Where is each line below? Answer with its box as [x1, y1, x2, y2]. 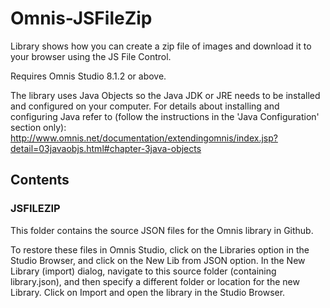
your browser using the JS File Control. [10, 50, 172, 62]
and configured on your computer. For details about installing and [10, 100, 280, 112]
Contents [10, 172, 70, 189]
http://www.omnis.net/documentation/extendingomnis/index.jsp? [10, 132, 278, 144]
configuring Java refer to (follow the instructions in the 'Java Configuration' [10, 110, 320, 122]
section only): [10, 121, 67, 133]
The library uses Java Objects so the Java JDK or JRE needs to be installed [10, 89, 321, 101]
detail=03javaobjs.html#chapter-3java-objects [10, 142, 202, 154]
